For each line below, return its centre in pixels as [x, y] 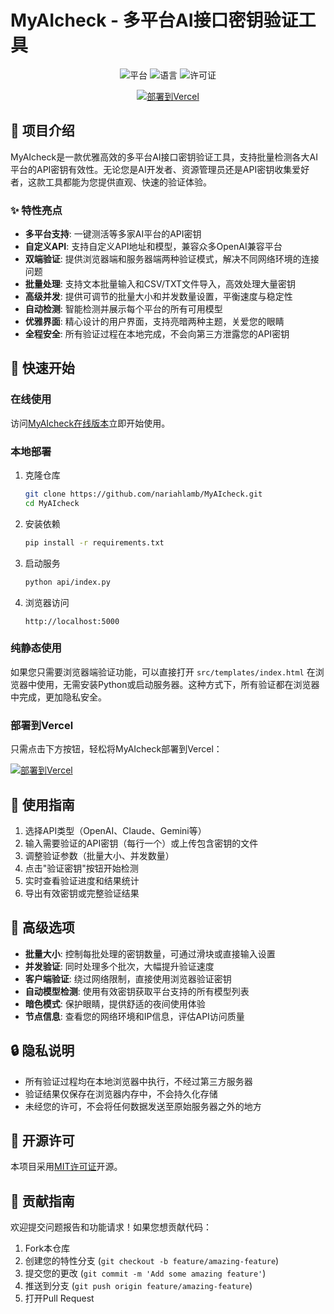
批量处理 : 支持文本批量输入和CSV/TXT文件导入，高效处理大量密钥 [160, 284]
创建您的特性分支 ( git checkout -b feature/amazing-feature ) [152, 1261]
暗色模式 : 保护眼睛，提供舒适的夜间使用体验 [115, 1003]
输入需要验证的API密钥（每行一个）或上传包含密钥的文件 [141, 843]
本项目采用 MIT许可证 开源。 [66, 1167]
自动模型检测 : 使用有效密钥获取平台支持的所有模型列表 [137, 991]
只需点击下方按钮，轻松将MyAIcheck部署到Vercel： [116, 749]
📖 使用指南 [42, 804]
